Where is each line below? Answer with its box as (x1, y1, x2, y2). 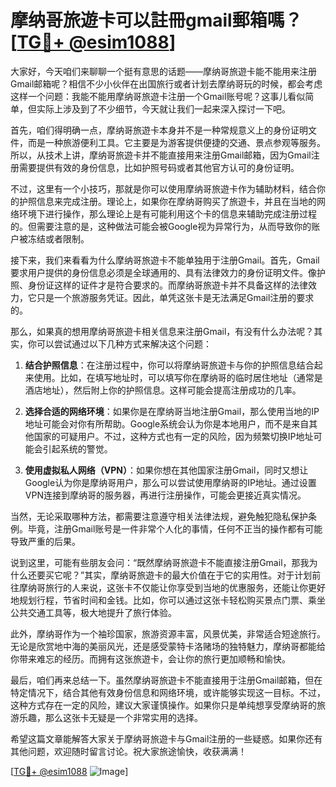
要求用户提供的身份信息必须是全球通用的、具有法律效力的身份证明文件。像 (10, 266, 317, 278)
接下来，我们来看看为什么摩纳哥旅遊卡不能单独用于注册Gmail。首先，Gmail (10, 254, 320, 266)
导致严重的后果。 (10, 535, 81, 547)
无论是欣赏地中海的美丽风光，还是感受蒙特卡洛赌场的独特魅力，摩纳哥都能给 (10, 640, 326, 652)
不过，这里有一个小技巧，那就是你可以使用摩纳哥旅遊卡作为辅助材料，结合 (10, 182, 317, 195)
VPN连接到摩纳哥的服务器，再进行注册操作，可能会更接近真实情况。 (24, 489, 307, 501)
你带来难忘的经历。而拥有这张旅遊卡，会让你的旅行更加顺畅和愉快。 (10, 652, 291, 665)
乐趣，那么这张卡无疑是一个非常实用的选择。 (18, 711, 203, 723)
